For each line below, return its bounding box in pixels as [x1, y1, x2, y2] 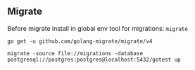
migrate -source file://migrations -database [7, 50, 143, 57]
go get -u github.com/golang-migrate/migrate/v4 [7, 38, 153, 45]
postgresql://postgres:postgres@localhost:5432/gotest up [7, 56, 181, 63]
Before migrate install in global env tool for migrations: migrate [7, 24, 189, 32]
